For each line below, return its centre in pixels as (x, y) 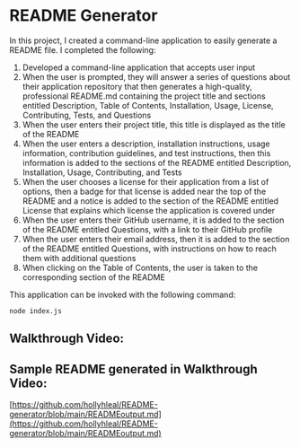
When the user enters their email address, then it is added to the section (156, 239)
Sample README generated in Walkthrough (133, 369)
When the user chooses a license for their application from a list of (146, 181)
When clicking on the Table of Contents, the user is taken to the (140, 267)
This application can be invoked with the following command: (123, 294)
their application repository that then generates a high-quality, (137, 86)
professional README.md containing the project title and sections (144, 96)
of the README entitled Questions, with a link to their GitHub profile (147, 229)
